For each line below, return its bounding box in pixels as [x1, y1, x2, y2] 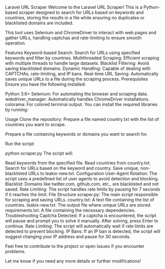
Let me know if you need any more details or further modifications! [5, 258, 141, 264]
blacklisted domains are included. [5, 20, 74, 26]
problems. [5, 249, 26, 254]
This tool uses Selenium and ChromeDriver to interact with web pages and [5, 30, 157, 35]
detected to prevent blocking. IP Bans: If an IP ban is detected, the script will [5, 228, 161, 234]
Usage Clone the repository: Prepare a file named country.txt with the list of [5, 116, 159, 122]
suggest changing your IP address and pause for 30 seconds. [5, 234, 131, 239]
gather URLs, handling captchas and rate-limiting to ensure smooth [5, 35, 142, 41]
